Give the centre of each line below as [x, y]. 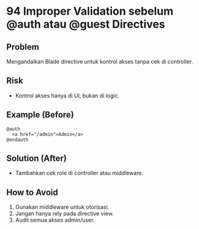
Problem [23, 47]
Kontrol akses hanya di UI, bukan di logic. [67, 96]
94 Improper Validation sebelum [90, 11]
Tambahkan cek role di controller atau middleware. [79, 173]
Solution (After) [37, 158]
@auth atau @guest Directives [86, 24]
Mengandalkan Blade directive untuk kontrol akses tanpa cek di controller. [100, 62]
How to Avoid [32, 192]
